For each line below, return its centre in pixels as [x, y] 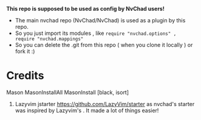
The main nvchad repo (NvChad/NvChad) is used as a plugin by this [100, 20]
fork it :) [25, 51]
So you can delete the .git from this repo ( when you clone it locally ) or [104, 45]
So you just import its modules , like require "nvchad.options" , [96, 33]
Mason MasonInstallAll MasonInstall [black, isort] [68, 92]
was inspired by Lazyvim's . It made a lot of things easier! [87, 110]
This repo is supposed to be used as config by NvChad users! [86, 9]
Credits [25, 76]
